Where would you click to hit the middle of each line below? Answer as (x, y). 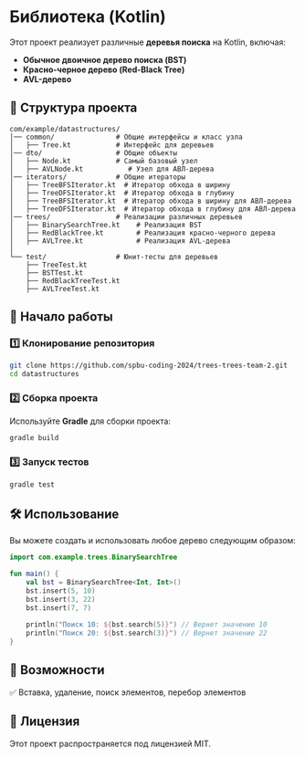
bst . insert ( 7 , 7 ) (59, 608)
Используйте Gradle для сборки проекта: (90, 421)
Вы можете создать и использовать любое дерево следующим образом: (153, 541)
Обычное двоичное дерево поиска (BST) (105, 59)
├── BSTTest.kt (55, 273)
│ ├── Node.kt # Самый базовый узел (104, 161)
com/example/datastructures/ (65, 129)
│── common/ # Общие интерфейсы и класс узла (126, 137)
